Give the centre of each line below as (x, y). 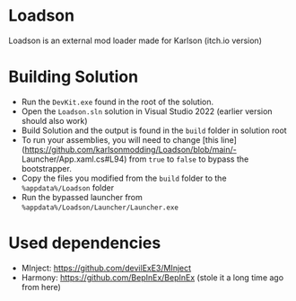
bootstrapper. (47, 168)
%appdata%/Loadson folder (67, 187)
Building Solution (74, 77)
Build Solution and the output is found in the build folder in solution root (154, 130)
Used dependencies (85, 243)
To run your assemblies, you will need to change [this (120, 139)
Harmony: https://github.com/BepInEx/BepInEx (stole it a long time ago (152, 277)
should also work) (54, 120)
